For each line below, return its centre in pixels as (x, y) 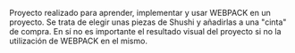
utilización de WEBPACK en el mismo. (78, 41)
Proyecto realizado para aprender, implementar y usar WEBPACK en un (140, 13)
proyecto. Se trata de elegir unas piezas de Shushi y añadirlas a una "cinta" (148, 22)
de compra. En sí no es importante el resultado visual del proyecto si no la (145, 31)
